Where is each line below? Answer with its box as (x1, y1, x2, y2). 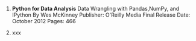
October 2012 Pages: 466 (11, 18, 77, 24)
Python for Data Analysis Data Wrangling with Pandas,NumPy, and (11, 5, 180, 12)
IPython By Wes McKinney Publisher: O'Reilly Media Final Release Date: (11, 11, 191, 18)
